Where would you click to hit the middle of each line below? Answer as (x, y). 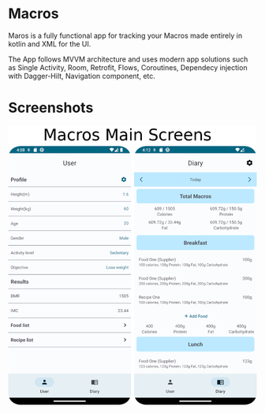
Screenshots (51, 108)
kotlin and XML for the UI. (50, 43)
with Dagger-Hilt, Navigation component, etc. (82, 76)
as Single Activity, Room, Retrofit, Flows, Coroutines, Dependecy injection (128, 67)
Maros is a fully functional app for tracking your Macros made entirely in (125, 35)
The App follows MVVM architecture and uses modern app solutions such (128, 59)
